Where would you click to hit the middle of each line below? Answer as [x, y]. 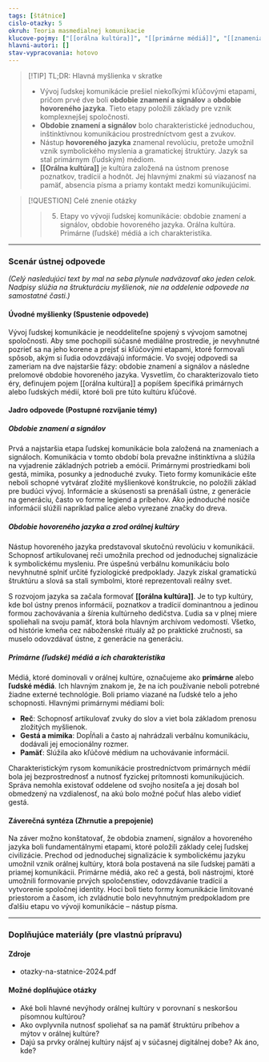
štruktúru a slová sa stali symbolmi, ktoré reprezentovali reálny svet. [120, 581]
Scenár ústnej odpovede [57, 261]
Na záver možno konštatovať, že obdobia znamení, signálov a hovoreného [130, 838]
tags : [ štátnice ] [37, 16]
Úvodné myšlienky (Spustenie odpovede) [79, 314]
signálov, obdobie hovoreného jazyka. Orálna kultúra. [148, 224]
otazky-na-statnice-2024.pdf [68, 971]
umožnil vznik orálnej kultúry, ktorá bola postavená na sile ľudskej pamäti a [132, 864]
